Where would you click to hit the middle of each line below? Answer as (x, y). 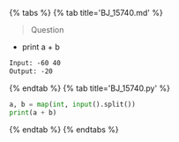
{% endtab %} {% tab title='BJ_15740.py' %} (89, 88)
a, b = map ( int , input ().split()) (73, 104)
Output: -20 (31, 71)
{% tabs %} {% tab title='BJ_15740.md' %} (86, 13)
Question (47, 30)
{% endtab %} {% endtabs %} (64, 129)
